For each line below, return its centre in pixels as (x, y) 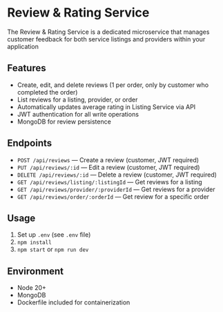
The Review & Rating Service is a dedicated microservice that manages (108, 32)
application (23, 46)
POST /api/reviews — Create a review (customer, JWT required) (108, 159)
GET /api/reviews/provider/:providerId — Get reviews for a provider (116, 189)
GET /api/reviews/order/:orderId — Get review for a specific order (113, 196)
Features (27, 68)
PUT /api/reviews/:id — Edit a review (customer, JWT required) (108, 167)
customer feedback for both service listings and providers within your (106, 39)
